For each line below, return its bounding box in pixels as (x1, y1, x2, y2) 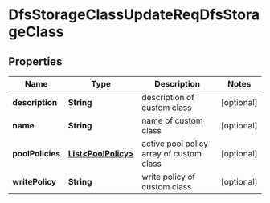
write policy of (141, 171, 196, 182)
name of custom (141, 115, 203, 126)
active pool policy (141, 138, 209, 149)
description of (141, 92, 195, 103)
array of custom (141, 148, 202, 159)
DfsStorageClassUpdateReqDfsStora (8, 6, 260, 24)
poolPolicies (12, 148, 61, 159)
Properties (8, 55, 63, 68)
